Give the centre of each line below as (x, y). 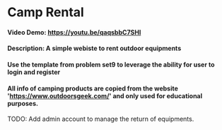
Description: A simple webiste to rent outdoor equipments (94, 48)
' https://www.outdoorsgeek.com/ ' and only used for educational (105, 95)
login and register (34, 72)
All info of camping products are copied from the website (93, 88)
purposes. (23, 103)
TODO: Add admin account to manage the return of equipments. (101, 119)
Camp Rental (46, 12)
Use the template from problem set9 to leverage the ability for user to (111, 64)
